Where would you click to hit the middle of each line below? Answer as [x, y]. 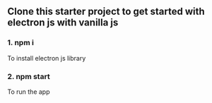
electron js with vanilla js [63, 23]
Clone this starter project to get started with [106, 12]
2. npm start [29, 76]
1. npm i [20, 43]
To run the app [29, 92]
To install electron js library [47, 58]
